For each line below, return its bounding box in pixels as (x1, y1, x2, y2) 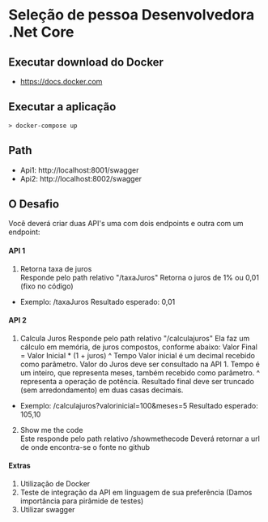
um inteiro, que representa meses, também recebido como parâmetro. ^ (19, 367, 261, 378)
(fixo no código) (19, 281, 74, 291)
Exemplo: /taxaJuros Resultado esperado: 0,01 (19, 297, 176, 306)
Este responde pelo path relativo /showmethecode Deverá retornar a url (19, 434, 261, 443)
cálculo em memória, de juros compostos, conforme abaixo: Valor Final (19, 342, 257, 352)
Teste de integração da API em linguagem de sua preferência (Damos (19, 488, 253, 498)
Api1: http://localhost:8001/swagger (19, 165, 139, 175)
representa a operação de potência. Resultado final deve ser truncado (19, 376, 255, 386)
